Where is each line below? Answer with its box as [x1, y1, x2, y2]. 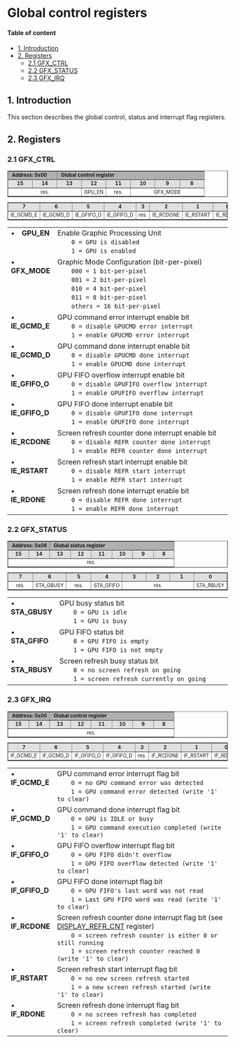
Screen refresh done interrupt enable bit [57, 486, 190, 496]
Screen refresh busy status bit [59, 656, 159, 666]
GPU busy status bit [59, 598, 124, 608]
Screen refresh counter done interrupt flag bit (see [57, 912, 223, 922]
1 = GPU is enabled [71, 247, 136, 255]
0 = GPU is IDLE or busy [71, 815, 154, 822]
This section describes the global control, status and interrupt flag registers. [7, 113, 227, 121]
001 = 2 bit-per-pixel [71, 276, 147, 284]
